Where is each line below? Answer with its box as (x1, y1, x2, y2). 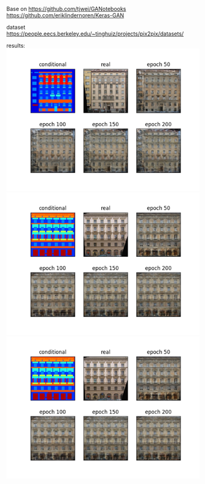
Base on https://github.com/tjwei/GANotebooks (6, 6, 126, 12)
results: (6, 42, 26, 49)
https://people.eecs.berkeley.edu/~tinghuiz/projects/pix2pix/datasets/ (6, 30, 184, 37)
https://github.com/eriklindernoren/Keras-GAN (6, 12, 125, 19)
